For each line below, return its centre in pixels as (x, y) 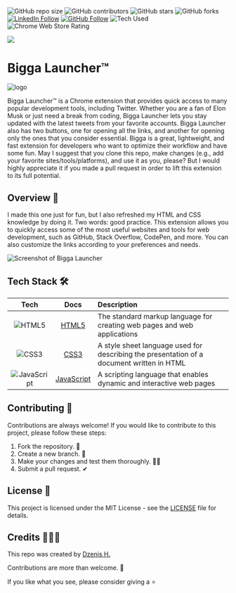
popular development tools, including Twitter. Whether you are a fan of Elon (117, 108)
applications (118, 333)
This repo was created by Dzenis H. (59, 554)
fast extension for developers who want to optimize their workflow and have (117, 146)
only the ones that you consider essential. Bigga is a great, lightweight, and (116, 139)
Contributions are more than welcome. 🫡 (66, 568)
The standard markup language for (155, 316)
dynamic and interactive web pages (156, 383)
